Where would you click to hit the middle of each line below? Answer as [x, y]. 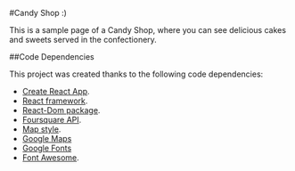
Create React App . [56, 91]
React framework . [55, 101]
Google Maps [47, 138]
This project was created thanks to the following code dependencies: [136, 74]
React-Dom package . [61, 110]
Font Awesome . [51, 158]
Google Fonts [47, 148]
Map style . [41, 129]
